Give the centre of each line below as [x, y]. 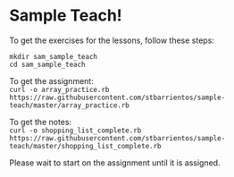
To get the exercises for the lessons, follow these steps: [112, 40]
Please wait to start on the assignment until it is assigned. [115, 163]
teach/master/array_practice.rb [69, 105]
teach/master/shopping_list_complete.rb [86, 146]
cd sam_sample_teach [48, 64]
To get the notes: [41, 122]
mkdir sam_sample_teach [54, 56]
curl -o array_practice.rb [59, 89]
